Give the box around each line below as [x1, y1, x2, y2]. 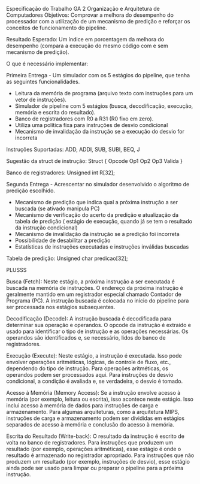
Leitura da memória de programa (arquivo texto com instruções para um [14, 90, 193, 96]
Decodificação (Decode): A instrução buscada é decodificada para [6, 315, 172, 322]
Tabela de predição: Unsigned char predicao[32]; [6, 255, 128, 262]
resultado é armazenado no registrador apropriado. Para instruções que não [6, 452, 195, 459]
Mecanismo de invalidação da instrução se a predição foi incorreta [14, 231, 180, 237]
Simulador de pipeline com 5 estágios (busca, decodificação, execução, [14, 102, 193, 110]
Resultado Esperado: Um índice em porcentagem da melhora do [6, 36, 165, 43]
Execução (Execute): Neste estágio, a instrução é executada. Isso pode [6, 352, 182, 359]
